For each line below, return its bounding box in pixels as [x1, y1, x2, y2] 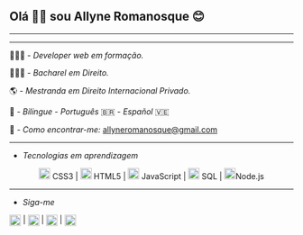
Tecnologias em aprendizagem [22, 149, 139, 160]
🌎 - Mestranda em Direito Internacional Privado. [9, 85, 191, 95]
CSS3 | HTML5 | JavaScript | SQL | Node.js [52, 170, 264, 181]
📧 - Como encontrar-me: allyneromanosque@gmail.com [9, 123, 218, 135]
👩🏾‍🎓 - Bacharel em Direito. [9, 67, 110, 77]
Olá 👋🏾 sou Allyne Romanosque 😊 [9, 9, 205, 24]
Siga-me [22, 196, 56, 207]
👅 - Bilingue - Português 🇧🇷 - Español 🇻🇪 [9, 105, 170, 117]
